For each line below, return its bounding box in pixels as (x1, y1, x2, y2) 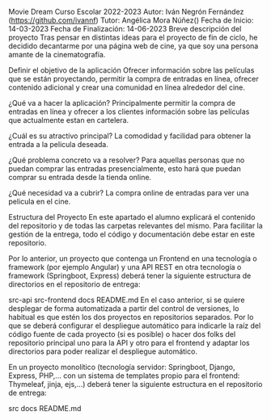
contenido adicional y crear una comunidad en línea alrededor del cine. (8, 82, 245, 92)
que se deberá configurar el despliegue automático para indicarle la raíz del (8, 321, 261, 330)
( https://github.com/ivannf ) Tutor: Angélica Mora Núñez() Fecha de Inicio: (8, 15, 254, 25)
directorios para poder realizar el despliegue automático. (8, 346, 198, 356)
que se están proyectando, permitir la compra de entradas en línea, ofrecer (8, 74, 259, 83)
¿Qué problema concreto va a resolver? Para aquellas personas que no (8, 155, 245, 165)
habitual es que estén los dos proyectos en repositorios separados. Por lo (8, 313, 254, 321)
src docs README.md (8, 404, 82, 413)
